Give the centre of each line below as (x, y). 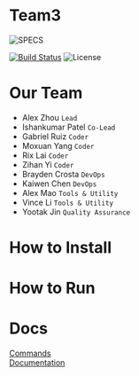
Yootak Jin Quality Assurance (76, 211)
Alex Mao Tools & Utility (70, 192)
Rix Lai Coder (45, 155)
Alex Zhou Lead (50, 117)
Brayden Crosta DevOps (63, 174)
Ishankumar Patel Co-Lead (69, 127)
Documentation (37, 363)
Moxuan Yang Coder (58, 145)
